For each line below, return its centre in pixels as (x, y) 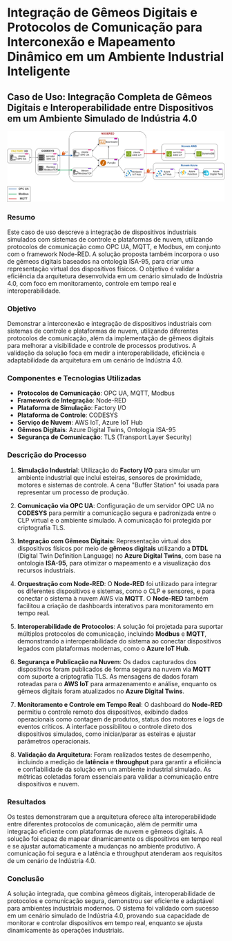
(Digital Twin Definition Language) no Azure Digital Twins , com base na (119, 555)
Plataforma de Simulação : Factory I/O (71, 408)
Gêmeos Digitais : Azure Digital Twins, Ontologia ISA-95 (96, 430)
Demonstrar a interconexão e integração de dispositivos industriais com (109, 324)
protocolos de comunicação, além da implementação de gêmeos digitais (110, 338)
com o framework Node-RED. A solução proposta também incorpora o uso (113, 254)
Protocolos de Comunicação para (105, 27)
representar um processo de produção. (73, 492)
